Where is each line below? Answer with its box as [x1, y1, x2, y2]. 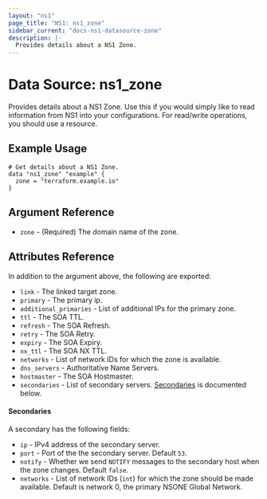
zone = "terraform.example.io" [15, 177, 120, 185]
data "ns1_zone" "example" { [8, 170, 105, 178]
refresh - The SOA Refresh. [19, 320, 112, 330]
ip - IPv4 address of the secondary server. [19, 439, 161, 449]
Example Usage [8, 142, 88, 155]
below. [19, 388, 42, 398]
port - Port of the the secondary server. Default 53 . [19, 448, 187, 458]
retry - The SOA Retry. [19, 328, 96, 339]
